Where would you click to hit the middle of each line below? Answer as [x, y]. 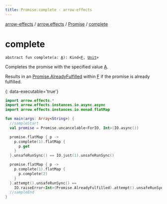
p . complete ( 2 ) [33, 174]
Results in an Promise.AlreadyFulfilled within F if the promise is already [78, 76]
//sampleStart [24, 123]
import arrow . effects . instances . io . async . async [55, 105]
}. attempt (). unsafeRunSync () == [43, 183]
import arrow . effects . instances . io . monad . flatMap [58, 110]
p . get [24, 146]
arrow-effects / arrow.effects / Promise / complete [57, 24]
